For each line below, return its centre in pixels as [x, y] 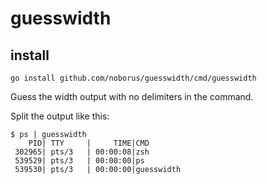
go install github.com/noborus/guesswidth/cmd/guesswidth [133, 78]
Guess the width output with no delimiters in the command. [132, 96]
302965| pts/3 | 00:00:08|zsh [82, 152]
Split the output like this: [60, 116]
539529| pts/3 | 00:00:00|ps [79, 161]
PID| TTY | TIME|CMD [89, 143]
